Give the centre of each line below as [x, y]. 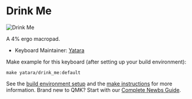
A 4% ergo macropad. [33, 39]
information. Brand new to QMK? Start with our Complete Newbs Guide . [94, 90]
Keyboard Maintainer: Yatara [49, 50]
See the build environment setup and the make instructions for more [89, 84]
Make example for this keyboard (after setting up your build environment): [96, 62]
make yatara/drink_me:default [44, 72]
